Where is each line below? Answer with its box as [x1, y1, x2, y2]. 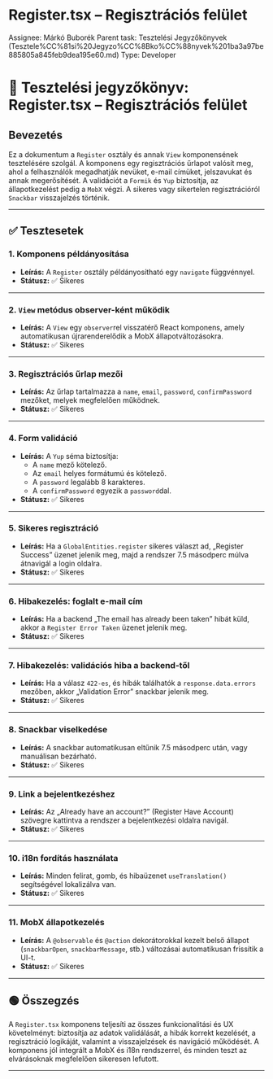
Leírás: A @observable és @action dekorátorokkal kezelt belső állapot [19, 935, 249, 945]
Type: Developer [120, 50, 176, 59]
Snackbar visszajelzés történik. [8, 193, 110, 203]
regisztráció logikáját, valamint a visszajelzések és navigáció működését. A [8, 1037, 260, 1046]
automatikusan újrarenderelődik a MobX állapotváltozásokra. [19, 331, 223, 341]
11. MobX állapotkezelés [8, 917, 105, 928]
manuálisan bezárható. [19, 751, 97, 761]
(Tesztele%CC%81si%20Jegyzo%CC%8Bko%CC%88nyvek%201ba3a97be [8, 41, 264, 50]
